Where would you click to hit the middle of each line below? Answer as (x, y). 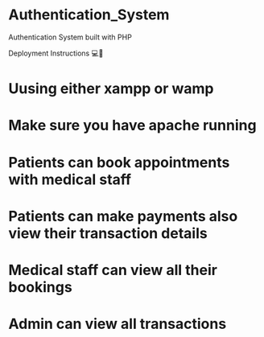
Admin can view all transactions (118, 324)
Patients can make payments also (123, 216)
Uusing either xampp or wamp (111, 89)
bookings (40, 287)
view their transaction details (108, 233)
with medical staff (70, 179)
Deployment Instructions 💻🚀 (56, 53)
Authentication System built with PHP (70, 37)
